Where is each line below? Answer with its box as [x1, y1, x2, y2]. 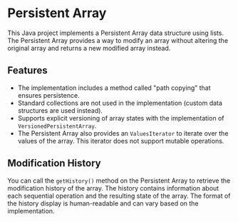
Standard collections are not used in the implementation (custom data [17, 99, 223, 107]
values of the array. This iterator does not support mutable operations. [17, 136, 224, 145]
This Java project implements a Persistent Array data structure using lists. [7, 29, 224, 37]
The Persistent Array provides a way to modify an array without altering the [7, 36, 229, 44]
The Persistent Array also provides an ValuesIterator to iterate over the [17, 128, 229, 137]
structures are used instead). [17, 106, 103, 115]
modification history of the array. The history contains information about [7, 183, 219, 192]
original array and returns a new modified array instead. [7, 44, 171, 52]
